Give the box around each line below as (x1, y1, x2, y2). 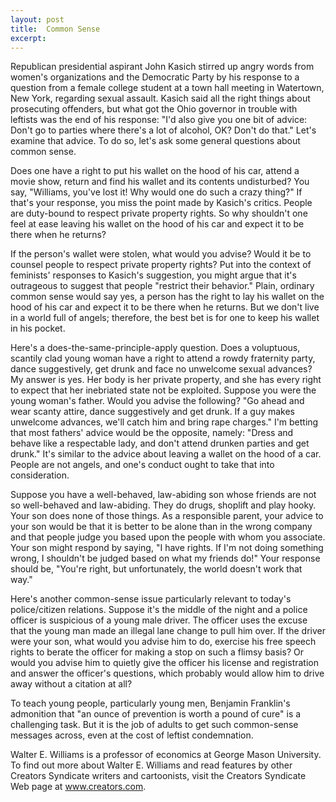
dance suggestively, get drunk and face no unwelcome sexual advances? (10, 363, 313, 375)
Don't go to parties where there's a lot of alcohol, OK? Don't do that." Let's (10, 124, 317, 136)
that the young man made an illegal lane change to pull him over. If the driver (10, 625, 326, 637)
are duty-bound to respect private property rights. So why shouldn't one (10, 207, 308, 220)
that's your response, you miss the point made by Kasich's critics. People (10, 197, 313, 209)
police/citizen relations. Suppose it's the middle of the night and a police (10, 604, 308, 616)
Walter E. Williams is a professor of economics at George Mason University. (10, 749, 322, 761)
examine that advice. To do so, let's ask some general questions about (10, 135, 301, 147)
